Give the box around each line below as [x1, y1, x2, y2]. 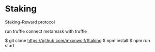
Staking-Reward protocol [5, 19, 55, 25]
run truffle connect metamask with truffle [5, 28, 87, 34]
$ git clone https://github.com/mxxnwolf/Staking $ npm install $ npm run [5, 37, 150, 43]
